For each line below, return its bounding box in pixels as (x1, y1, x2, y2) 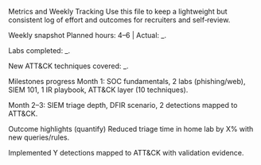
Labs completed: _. (8, 46, 71, 55)
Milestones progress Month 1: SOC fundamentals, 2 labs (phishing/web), (8, 77, 246, 86)
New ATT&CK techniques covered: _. (8, 61, 129, 71)
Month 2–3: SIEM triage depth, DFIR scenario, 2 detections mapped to (8, 101, 238, 109)
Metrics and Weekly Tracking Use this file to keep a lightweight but (8, 7, 228, 16)
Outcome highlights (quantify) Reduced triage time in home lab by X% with (8, 125, 254, 133)
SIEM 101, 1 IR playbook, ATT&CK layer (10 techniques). (8, 85, 189, 94)
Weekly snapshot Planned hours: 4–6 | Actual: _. (8, 31, 167, 40)
